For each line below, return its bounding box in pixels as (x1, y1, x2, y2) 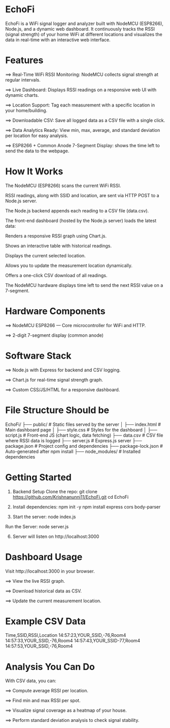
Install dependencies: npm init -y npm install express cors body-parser (12, 503, 161, 510)
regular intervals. (5, 76, 41, 83)
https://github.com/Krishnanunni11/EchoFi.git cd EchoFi (12, 494, 129, 500)
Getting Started (5, 471, 72, 483)
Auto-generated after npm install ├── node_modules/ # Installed (5, 448, 141, 454)
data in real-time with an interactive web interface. (5, 37, 111, 43)
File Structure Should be (5, 404, 110, 416)
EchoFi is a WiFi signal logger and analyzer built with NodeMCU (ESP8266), (5, 20, 164, 26)
